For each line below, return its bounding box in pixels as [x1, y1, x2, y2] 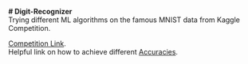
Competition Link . [8, 39, 66, 48]
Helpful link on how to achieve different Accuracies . [8, 47, 178, 56]
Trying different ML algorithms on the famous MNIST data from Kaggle [8, 15, 241, 24]
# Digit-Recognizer [8, 7, 73, 16]
